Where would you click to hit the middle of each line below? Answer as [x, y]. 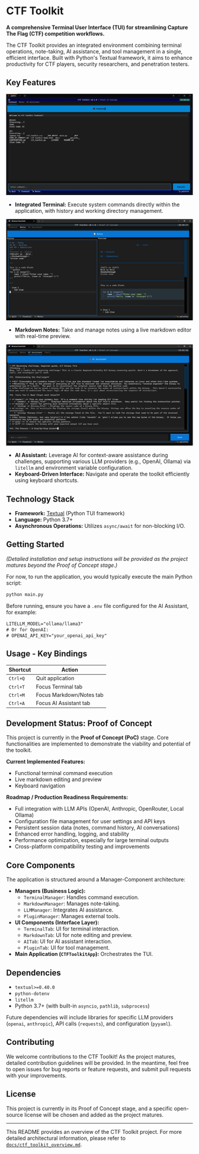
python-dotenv [32, 994]
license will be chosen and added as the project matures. [94, 1115]
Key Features [31, 83]
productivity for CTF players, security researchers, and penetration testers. [98, 64]
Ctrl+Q [17, 679]
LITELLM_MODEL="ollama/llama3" [45, 624]
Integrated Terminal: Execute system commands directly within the [97, 204]
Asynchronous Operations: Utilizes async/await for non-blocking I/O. [100, 526]
